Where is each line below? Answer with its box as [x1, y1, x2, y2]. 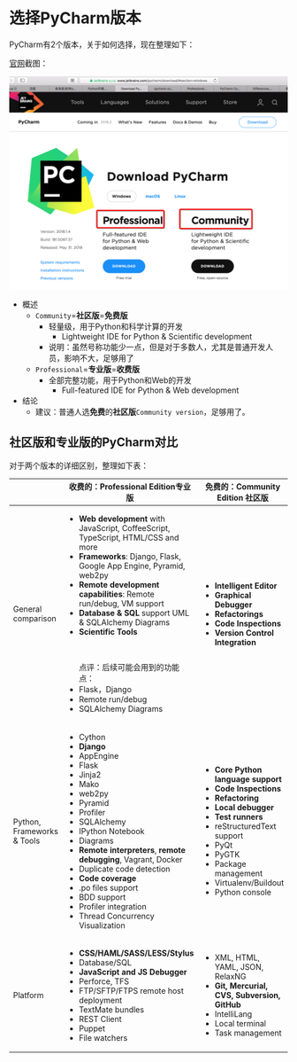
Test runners [214, 812, 263, 823]
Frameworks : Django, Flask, [79, 551, 181, 562]
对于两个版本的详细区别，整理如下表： [9, 460, 148, 471]
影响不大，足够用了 [64, 352, 134, 363]
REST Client [79, 1013, 122, 1024]
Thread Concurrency [79, 910, 155, 921]
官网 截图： [9, 58, 49, 68]
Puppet [79, 1023, 106, 1034]
